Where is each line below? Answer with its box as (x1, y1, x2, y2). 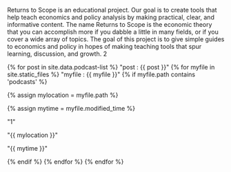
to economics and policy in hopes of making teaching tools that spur (7, 43, 202, 50)
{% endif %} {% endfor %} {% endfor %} (7, 158, 124, 166)
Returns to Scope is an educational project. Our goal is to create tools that (7, 6, 217, 14)
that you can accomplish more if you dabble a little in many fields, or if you (7, 28, 219, 36)
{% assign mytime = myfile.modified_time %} (7, 105, 136, 112)
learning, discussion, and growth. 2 (7, 50, 108, 58)
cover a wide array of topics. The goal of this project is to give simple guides (7, 35, 225, 43)
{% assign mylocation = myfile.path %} (7, 91, 119, 99)
